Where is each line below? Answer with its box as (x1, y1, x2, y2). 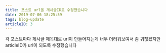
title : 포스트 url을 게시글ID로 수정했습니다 (5, 7, 88, 13)
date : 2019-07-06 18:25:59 (5, 12, 62, 17)
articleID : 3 (5, 21, 33, 27)
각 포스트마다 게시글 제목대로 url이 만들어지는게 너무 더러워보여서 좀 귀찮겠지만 (5, 36, 161, 42)
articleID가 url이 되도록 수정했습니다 (5, 42, 77, 48)
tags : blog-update (5, 17, 44, 22)
